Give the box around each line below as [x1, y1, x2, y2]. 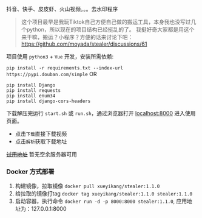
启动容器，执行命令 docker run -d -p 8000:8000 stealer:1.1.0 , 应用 [15, 197, 187, 205]
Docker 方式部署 [6, 167, 55, 175]
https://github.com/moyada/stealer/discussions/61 [21, 40, 147, 47]
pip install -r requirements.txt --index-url [6, 65, 123, 71]
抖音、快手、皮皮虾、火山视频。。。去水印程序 [6, 5, 118, 12]
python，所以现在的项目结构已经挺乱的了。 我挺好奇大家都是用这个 [26, 26, 195, 33]
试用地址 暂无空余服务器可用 [6, 151, 77, 158]
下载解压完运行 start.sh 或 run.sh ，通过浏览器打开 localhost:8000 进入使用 [6, 110, 196, 117]
